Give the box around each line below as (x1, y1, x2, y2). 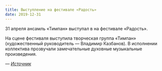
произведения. (5, 51, 37, 57)
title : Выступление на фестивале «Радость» (5, 7, 97, 12)
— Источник (5, 61, 31, 67)
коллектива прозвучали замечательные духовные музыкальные (5, 46, 143, 52)
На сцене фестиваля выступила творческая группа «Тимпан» (5, 35, 137, 41)
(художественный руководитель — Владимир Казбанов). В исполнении (5, 40, 158, 46)
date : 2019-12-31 (5, 12, 41, 17)
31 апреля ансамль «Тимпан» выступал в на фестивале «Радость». (5, 25, 148, 31)
